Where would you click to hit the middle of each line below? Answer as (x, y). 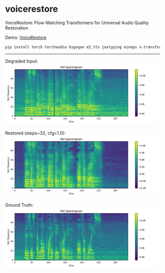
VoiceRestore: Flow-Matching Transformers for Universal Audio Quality (77, 23)
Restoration (17, 28)
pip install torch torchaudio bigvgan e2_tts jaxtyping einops (71, 47)
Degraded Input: (22, 61)
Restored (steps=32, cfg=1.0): (35, 133)
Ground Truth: (19, 205)
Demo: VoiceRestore (26, 37)
